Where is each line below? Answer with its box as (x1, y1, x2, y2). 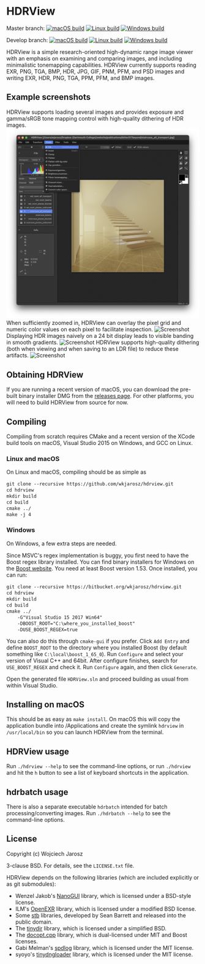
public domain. (15, 918, 53, 925)
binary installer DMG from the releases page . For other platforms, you (18, 392, 194, 400)
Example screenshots (6, 92, 91, 102)
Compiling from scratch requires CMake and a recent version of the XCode (6, 433, 195, 440)
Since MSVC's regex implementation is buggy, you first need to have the (6, 551, 189, 559)
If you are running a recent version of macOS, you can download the (6, 386, 179, 393)
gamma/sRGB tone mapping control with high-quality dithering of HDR (6, 114, 184, 122)
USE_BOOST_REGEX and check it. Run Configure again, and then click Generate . (6, 663, 198, 671)
